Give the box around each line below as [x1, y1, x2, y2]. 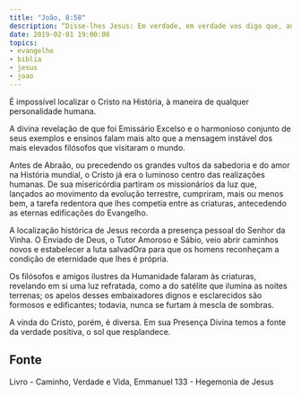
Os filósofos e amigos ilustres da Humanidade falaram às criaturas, [9, 270, 257, 281]
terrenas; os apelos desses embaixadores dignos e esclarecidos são [9, 289, 262, 301]
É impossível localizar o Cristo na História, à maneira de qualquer [9, 96, 249, 107]
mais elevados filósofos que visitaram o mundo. [9, 142, 185, 153]
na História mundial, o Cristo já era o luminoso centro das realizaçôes [9, 169, 266, 180]
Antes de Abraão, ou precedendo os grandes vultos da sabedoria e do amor [9, 159, 290, 171]
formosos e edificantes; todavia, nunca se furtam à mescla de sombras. [9, 299, 275, 310]
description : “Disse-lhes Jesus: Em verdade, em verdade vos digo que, [9, 22, 282, 31]
